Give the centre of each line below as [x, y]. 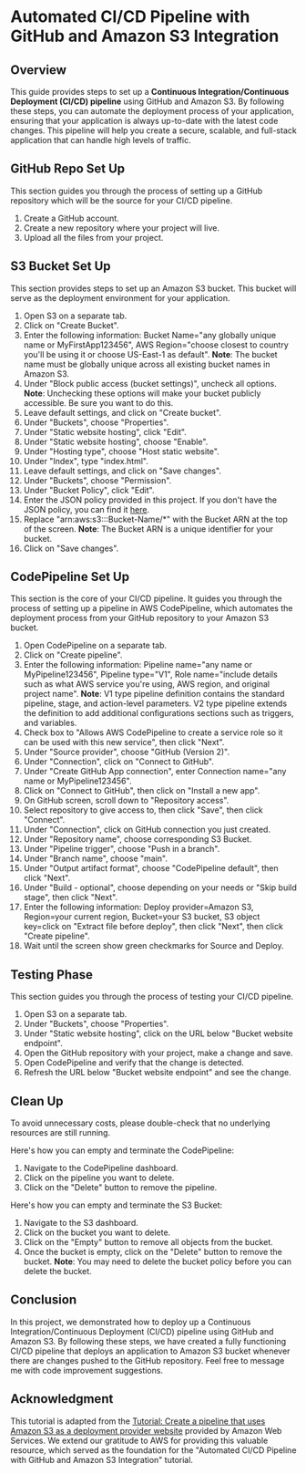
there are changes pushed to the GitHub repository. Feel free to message [148, 1360]
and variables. [50, 723]
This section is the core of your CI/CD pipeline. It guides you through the [146, 598]
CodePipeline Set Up [70, 577]
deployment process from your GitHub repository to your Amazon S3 [140, 618]
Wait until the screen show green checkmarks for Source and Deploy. [153, 946]
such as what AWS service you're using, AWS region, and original [147, 684]
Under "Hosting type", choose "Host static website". [121, 451]
